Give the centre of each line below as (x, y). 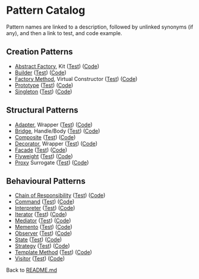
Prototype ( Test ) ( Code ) (44, 85)
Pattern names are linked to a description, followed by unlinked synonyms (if (100, 27)
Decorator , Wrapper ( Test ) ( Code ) (56, 143)
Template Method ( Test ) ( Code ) (53, 252)
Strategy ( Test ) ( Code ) (42, 246)
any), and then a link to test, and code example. (64, 33)
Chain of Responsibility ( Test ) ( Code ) (60, 195)
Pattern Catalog (46, 10)
